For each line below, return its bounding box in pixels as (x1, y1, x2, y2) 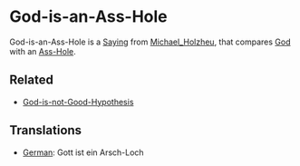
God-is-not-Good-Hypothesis (22, 96, 134, 107)
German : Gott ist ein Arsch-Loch (22, 147, 144, 158)
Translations (9, 122, 82, 138)
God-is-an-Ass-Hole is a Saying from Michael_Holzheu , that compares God (9, 36, 292, 47)
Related (9, 73, 54, 88)
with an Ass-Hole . (9, 45, 76, 56)
